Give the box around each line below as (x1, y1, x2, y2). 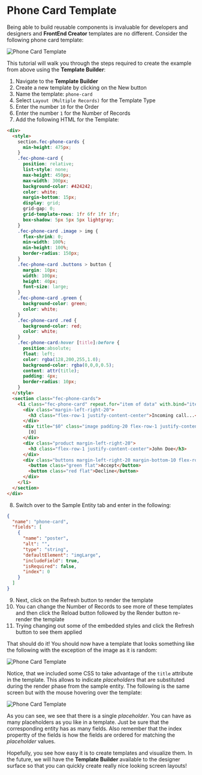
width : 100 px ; (22, 273, 59, 279)
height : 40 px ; (22, 278, 59, 284)
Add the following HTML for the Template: (15, 115, 119, 123)
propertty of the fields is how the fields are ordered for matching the (7, 731, 176, 738)
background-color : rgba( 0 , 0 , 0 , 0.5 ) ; (22, 362, 114, 368)
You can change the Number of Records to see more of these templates (15, 603, 194, 610)
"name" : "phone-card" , (12, 518, 69, 524)
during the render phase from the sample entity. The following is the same (7, 682, 190, 690)
